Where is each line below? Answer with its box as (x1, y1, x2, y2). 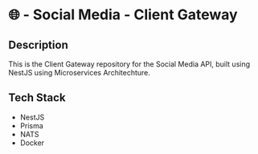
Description (8, 38, 68, 51)
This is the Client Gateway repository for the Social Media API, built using (8, 59, 251, 69)
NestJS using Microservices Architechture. (8, 68, 151, 77)
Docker (19, 138, 45, 148)
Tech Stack (8, 91, 66, 105)
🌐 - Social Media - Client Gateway (8, 6, 239, 24)
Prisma (19, 120, 44, 130)
